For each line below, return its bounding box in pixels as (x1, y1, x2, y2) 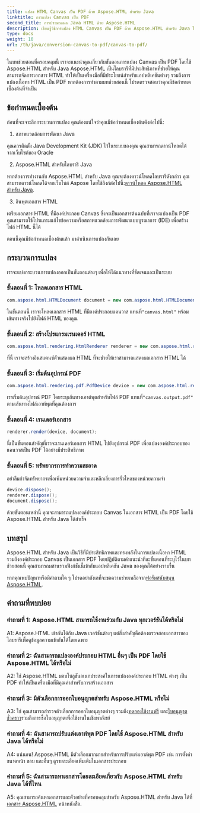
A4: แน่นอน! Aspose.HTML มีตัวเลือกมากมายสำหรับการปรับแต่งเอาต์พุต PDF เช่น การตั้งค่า (7, 751, 192, 758)
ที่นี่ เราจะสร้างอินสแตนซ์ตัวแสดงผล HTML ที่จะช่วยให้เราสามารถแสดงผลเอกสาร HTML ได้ (7, 354, 186, 361)
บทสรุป (7, 533, 28, 543)
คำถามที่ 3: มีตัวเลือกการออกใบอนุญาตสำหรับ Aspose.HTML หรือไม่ (7, 694, 170, 702)
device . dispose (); (7, 487, 52, 493)
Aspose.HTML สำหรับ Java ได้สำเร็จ (7, 516, 87, 523)
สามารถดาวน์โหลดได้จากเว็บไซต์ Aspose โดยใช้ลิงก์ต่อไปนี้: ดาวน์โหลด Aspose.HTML (7, 179, 183, 186)
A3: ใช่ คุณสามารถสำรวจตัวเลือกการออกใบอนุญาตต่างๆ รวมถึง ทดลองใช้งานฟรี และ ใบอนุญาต (7, 708, 188, 715)
